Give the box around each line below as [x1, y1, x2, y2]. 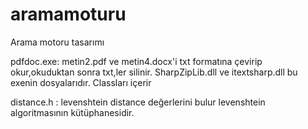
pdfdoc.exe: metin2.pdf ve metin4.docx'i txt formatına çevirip [10, 55, 263, 67]
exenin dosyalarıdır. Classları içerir [10, 76, 152, 88]
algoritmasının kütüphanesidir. [10, 106, 135, 118]
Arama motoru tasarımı [10, 36, 105, 48]
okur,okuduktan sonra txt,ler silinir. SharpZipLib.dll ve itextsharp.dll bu [10, 66, 298, 78]
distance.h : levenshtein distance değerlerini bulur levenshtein [10, 96, 266, 108]
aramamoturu [10, 3, 127, 26]
